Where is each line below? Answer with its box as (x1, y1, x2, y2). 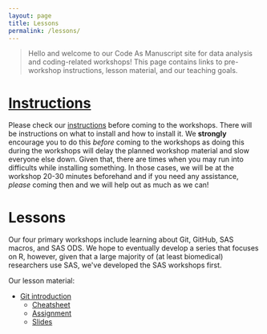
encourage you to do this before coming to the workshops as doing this (8, 137, 245, 147)
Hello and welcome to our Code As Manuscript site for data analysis (27, 49, 253, 59)
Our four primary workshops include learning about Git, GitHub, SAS (8, 234, 234, 245)
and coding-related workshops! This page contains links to (27, 57, 223, 67)
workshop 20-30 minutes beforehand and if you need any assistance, (8, 172, 239, 181)
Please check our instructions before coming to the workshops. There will (8, 120, 253, 130)
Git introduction (19, 291, 72, 301)
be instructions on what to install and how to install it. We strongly (8, 129, 227, 139)
